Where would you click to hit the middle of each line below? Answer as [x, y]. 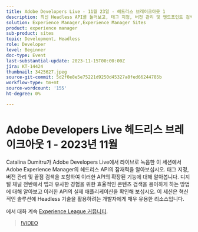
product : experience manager [42, 28]
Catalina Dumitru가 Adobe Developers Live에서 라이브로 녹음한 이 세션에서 [94, 162]
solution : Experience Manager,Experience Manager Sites [76, 22]
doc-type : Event [26, 55]
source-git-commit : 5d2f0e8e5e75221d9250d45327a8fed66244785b [84, 77]
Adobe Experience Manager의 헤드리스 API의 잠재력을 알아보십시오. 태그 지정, [98, 169]
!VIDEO [29, 223]
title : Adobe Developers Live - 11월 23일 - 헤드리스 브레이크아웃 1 [86, 11]
